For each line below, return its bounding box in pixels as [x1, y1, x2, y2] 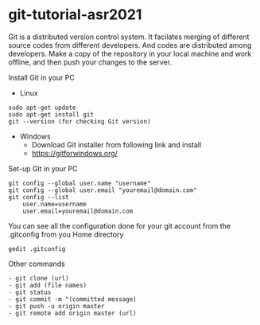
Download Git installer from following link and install [31, 139, 202, 149]
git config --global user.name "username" [8, 179, 151, 187]
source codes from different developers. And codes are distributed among [8, 40, 252, 49]
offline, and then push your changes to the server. [8, 57, 173, 67]
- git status [8, 288, 52, 296]
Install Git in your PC [8, 72, 76, 82]
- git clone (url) [8, 274, 69, 282]
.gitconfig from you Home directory [8, 229, 124, 239]
